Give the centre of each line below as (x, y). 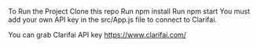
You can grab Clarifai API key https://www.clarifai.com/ (97, 35)
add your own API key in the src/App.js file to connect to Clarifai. (113, 20)
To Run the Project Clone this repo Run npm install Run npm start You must (129, 11)
